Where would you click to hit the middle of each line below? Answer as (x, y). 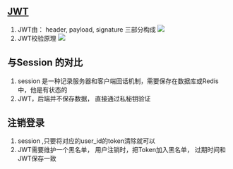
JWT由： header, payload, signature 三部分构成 (87, 29)
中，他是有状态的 (42, 89)
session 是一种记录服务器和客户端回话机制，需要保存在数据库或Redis (118, 81)
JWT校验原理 (37, 38)
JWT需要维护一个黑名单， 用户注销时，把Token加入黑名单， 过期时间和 (121, 150)
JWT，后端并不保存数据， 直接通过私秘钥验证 (84, 99)
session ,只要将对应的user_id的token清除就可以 (86, 141)
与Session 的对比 (45, 63)
